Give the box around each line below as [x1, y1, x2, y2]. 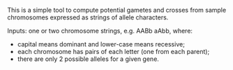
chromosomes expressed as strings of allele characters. [7, 13, 169, 21]
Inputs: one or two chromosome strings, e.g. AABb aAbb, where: [7, 27, 193, 35]
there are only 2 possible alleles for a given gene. [17, 55, 159, 63]
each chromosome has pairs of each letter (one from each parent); [17, 48, 210, 55]
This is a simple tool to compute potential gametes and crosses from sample [7, 6, 227, 14]
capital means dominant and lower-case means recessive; [17, 40, 185, 48]
